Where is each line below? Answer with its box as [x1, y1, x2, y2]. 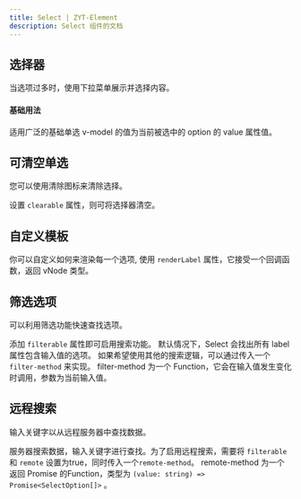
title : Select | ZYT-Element [9, 13, 118, 22]
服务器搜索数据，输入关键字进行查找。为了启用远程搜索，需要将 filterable [9, 445, 288, 456]
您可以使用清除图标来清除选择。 [9, 180, 127, 191]
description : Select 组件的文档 [9, 22, 124, 31]
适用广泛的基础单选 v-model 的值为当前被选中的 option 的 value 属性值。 [9, 127, 278, 137]
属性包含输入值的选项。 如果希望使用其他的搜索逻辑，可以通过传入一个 [9, 349, 271, 360]
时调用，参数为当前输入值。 [9, 372, 112, 382]
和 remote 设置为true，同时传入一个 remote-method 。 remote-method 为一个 [9, 457, 285, 468]
